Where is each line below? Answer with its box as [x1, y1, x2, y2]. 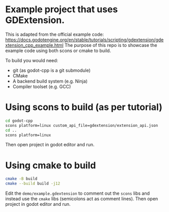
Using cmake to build [5, 160, 96, 171]
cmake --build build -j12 [5, 181, 60, 187]
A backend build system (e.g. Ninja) [12, 78, 88, 84]
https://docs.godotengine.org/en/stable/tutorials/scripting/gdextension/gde [5, 37, 164, 43]
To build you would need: [5, 57, 59, 63]
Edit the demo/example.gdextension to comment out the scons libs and [5, 190, 150, 197]
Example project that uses [5, 4, 118, 15]
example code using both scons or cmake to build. [5, 47, 111, 54]
